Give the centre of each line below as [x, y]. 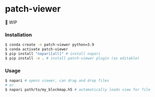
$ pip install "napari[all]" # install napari [53, 54]
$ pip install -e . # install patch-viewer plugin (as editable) [72, 58]
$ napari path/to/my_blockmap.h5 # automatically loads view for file [78, 90]
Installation [19, 35]
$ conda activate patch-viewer [37, 49]
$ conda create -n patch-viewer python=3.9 [50, 45]
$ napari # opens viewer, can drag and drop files [57, 81]
